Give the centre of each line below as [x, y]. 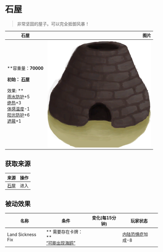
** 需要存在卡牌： [64, 232]
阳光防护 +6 [18, 115]
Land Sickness [22, 235]
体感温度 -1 [18, 109]
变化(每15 [102, 218]
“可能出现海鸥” [61, 243]
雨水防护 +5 [18, 97]
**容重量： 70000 [25, 68]
